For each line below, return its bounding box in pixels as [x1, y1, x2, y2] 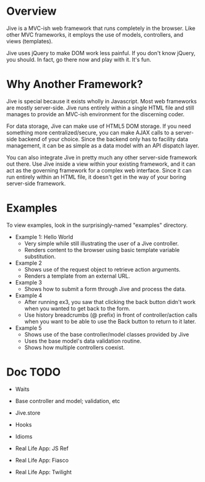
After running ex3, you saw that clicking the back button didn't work [24, 298, 196, 305]
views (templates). [6, 37, 53, 45]
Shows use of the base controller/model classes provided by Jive [24, 330, 190, 338]
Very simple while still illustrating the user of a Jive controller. [24, 240, 179, 247]
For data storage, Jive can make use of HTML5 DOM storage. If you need [6, 122, 192, 130]
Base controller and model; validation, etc [15, 397, 121, 404]
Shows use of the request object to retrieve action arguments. [24, 265, 181, 273]
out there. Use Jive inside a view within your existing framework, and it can [6, 160, 196, 168]
